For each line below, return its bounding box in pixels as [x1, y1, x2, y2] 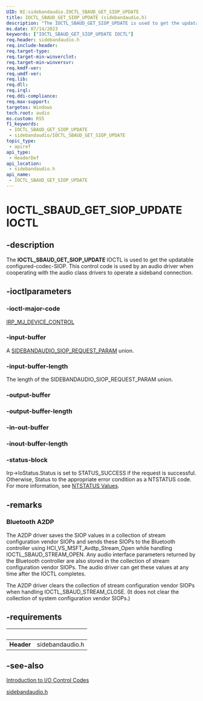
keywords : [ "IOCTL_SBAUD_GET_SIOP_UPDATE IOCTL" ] [6, 31, 134, 37]
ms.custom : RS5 [6, 115, 45, 121]
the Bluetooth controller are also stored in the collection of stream [6, 557, 170, 565]
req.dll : [6, 82, 28, 88]
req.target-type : [6, 48, 50, 54]
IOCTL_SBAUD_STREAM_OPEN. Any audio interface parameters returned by [6, 551, 196, 558]
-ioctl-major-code [6, 304, 60, 313]
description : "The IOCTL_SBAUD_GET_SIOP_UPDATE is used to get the [6, 20, 180, 26]
